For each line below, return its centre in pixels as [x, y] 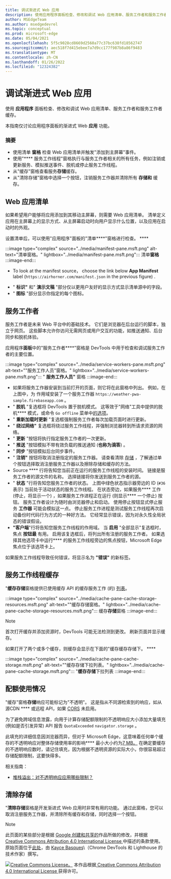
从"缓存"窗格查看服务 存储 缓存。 [46, 172]
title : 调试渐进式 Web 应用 [32, 10]
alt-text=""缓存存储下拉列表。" [76, 665]
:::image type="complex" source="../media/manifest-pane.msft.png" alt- [81, 249]
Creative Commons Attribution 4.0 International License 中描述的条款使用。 [84, 841]
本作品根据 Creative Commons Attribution [117, 865]
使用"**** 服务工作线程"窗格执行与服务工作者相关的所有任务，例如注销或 [89, 159]
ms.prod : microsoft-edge [32, 34]
